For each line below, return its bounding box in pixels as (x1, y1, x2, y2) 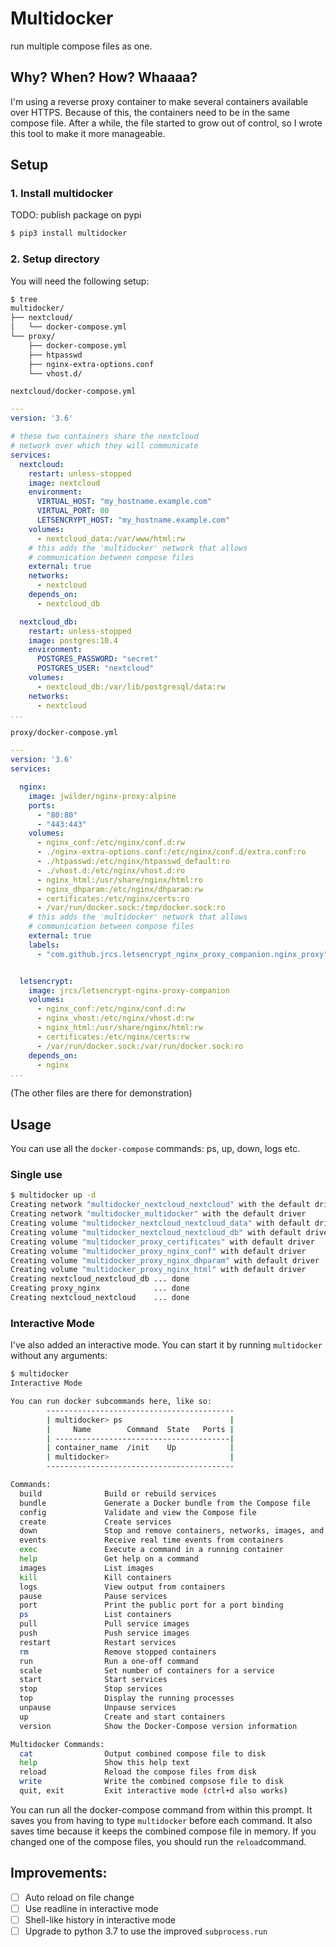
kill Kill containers (19, 1572, 172, 1582)
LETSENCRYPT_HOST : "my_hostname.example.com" (36, 515, 230, 526)
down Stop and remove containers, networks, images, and (19, 1526, 325, 1536)
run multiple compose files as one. (10, 40, 153, 52)
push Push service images (19, 1628, 190, 1639)
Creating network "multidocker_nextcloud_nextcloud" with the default (10, 1200, 311, 1210)
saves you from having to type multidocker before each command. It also (10, 1814, 313, 1826)
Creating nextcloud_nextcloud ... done (10, 1293, 190, 1303)
